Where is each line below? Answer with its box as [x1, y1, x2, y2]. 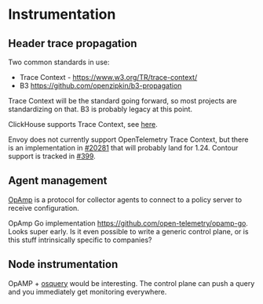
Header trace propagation [8, 37, 137, 50]
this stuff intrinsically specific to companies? [8, 235, 152, 244]
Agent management [8, 174, 108, 187]
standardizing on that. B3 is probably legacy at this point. [8, 104, 192, 114]
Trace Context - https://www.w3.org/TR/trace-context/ [19, 73, 198, 81]
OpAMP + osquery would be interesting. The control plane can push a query [8, 278, 255, 288]
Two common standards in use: [8, 57, 110, 67]
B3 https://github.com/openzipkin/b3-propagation [19, 81, 182, 90]
